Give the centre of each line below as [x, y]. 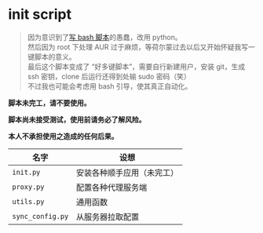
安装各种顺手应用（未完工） [127, 173]
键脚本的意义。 [51, 56]
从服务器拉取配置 [108, 217]
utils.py [28, 201]
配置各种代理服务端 [111, 187]
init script [40, 15]
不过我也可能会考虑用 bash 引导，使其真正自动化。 [110, 86]
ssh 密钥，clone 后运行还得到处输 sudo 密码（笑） [109, 76]
